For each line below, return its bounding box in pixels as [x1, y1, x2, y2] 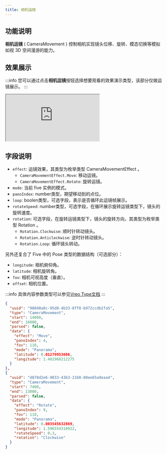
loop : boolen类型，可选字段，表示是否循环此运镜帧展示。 [12, 197, 130, 203]
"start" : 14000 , [9, 315, 43, 320]
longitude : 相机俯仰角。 [12, 262, 62, 268]
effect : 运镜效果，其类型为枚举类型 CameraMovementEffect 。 [12, 166, 142, 172]
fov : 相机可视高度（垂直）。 [12, 274, 68, 280]
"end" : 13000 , [9, 389, 39, 394]
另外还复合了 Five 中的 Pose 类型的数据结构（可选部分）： [5, 251, 123, 257]
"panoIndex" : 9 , [14, 408, 48, 413]
